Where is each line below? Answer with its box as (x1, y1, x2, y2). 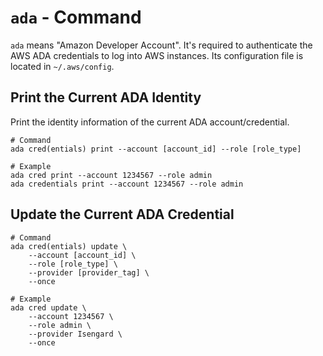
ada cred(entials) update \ (10, 241, 128, 251)
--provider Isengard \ (28, 329, 123, 339)
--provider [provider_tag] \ (28, 267, 150, 278)
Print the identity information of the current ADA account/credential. (10, 116, 290, 128)
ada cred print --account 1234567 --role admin (10, 170, 213, 180)
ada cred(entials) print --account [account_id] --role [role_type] (10, 144, 302, 154)
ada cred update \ (10, 302, 87, 313)
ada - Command (10, 6, 142, 29)
